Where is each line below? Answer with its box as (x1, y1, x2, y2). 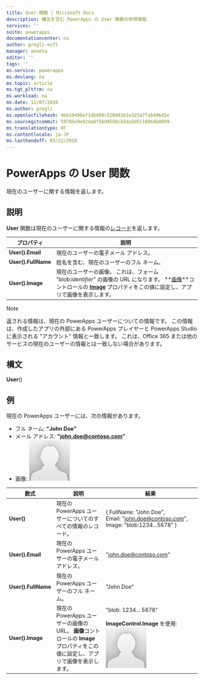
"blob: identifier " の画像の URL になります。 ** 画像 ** (56, 276, 189, 283)
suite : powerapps (6, 29, 50, 35)
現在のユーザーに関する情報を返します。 (6, 188, 107, 195)
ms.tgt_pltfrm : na (6, 87, 53, 93)
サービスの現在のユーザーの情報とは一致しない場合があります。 (6, 340, 166, 347)
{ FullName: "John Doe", (106, 508, 166, 516)
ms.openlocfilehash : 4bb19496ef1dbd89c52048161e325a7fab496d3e (6, 112, 170, 118)
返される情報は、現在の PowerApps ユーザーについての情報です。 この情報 (6, 317, 193, 325)
